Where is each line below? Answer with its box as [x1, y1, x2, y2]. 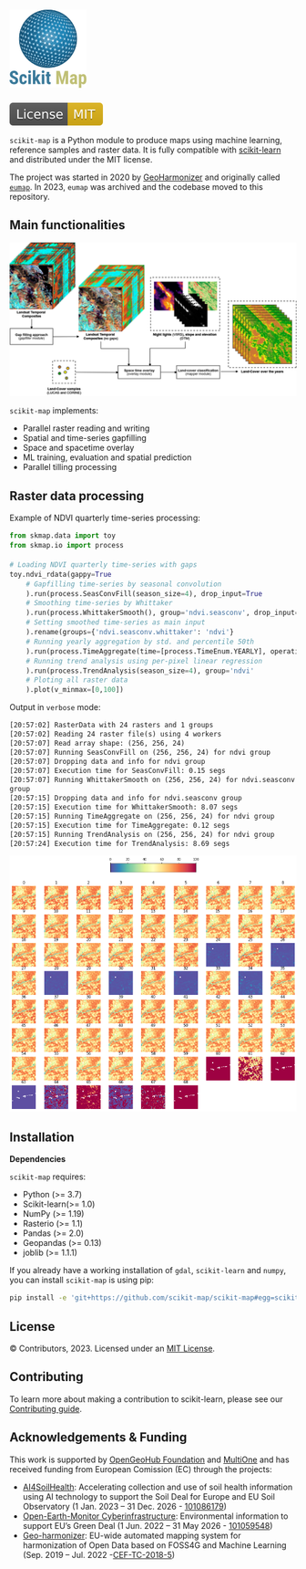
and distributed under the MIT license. [9, 153, 153, 164]
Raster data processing [9, 488, 145, 504]
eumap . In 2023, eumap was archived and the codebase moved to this [9, 181, 264, 192]
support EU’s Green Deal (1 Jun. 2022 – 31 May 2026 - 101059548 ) [22, 1520, 273, 1531]
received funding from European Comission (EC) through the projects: [9, 1463, 272, 1474]
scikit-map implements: [9, 405, 98, 416]
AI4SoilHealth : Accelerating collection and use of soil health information [22, 1481, 293, 1492]
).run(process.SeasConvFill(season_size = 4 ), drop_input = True [25, 589, 262, 598]
